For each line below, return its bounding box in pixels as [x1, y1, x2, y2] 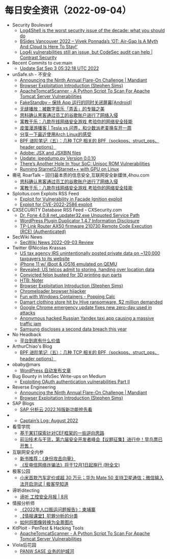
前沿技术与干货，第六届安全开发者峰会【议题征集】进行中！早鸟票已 [19, 436, 163, 442]
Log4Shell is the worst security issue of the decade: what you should [19, 27, 165, 33]
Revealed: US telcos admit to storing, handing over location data [19, 266, 155, 272]
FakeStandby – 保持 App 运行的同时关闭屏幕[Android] [19, 99, 132, 105]
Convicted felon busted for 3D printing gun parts [19, 271, 122, 278]
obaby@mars [12, 361, 41, 367]
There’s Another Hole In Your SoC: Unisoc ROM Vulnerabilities [19, 160, 150, 166]
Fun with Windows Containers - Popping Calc [19, 293, 116, 299]
